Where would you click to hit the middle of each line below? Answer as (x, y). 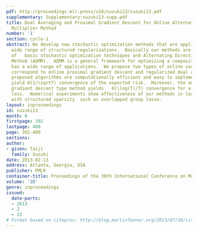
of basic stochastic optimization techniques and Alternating (92, 55)
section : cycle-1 (27, 39)
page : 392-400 (24, 133)
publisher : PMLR (26, 171)
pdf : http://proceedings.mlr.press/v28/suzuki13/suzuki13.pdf (84, 12)
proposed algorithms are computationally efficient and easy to (92, 77)
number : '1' (21, 34)
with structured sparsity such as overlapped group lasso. (87, 99)
